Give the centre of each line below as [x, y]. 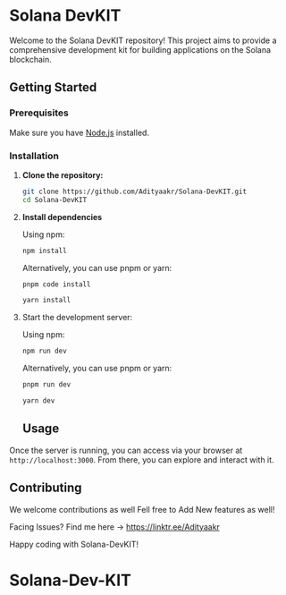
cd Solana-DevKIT [55, 200]
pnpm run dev [46, 385]
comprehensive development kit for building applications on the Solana [140, 49]
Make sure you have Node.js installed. [80, 132]
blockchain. [30, 59]
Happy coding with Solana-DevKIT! [74, 544]
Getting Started [53, 87]
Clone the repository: [63, 174]
